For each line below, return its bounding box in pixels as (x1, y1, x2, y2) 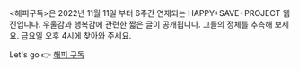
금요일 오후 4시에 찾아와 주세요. (21, 30, 132, 40)
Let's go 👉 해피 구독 (9, 49, 85, 60)
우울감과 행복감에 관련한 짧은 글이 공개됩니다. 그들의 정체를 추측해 (42, 19, 273, 30)
